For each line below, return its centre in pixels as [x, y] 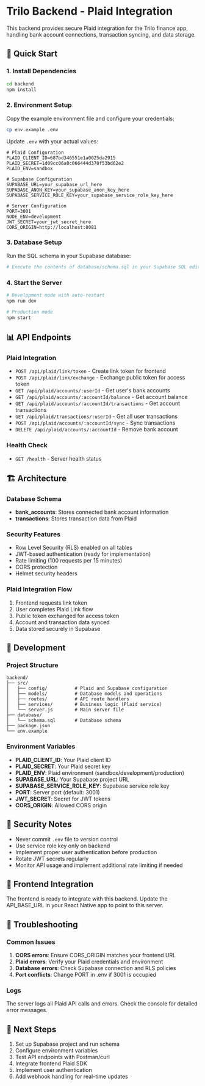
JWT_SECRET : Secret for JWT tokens [63, 799]
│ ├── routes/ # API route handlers [68, 699]
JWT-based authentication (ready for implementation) [83, 554]
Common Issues [31, 942]
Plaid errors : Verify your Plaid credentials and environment [89, 962]
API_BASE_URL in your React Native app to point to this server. [85, 905]
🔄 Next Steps [31, 1029]
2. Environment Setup [39, 105]
